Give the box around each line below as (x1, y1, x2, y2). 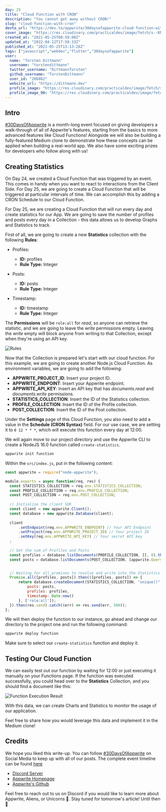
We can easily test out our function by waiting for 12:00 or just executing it (5, 668, 157, 674)
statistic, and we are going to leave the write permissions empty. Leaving (5, 325, 154, 331)
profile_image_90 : (9, 90, 48, 95)
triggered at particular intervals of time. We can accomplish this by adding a (5, 191, 160, 197)
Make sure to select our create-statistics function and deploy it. (5, 640, 139, 646)
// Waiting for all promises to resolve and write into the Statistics (9, 571, 161, 576)
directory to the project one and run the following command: (5, 622, 128, 628)
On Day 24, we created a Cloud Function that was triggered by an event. (5, 175, 152, 181)
